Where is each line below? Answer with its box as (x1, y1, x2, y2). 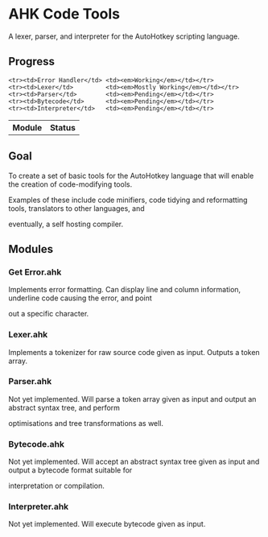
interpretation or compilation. (8, 481, 105, 491)
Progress (8, 55, 55, 68)
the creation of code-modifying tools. (8, 179, 133, 189)
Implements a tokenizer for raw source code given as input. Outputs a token (8, 347, 260, 357)
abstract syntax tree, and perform (8, 403, 121, 412)
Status (49, 122, 76, 133)
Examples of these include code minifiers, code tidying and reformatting (8, 195, 248, 204)
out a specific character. (8, 309, 89, 319)
